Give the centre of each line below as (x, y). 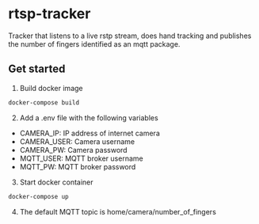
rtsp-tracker (50, 14)
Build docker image (51, 88)
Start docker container (56, 182)
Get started (37, 69)
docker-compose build (44, 103)
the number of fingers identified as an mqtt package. (94, 44)
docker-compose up (38, 196)
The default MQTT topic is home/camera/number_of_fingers (118, 211)
